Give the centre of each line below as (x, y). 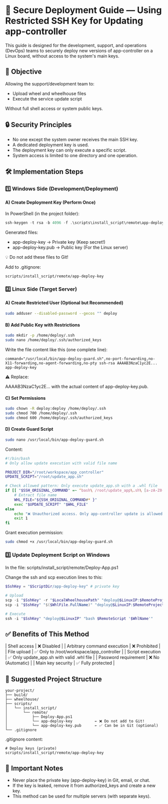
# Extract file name (35, 495)
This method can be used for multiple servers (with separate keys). (81, 796)
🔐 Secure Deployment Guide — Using (83, 10)
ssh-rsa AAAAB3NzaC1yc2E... (128, 363)
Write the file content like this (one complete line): (56, 349)
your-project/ (20, 691)
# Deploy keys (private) (31, 748)
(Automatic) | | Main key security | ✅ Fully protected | (60, 663)
